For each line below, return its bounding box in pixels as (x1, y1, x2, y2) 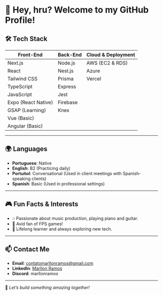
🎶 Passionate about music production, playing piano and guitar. (12, 215, 138, 221)
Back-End (57, 51, 82, 58)
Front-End (17, 51, 43, 58)
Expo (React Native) (7, 99, 53, 106)
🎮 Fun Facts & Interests (5, 200, 79, 208)
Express (57, 83, 77, 90)
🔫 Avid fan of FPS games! (12, 221, 63, 227)
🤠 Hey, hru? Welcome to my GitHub (5, 4, 149, 16)
